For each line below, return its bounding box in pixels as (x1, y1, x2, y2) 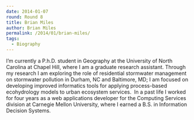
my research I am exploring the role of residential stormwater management (6, 70, 187, 77)
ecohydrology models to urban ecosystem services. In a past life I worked (6, 88, 186, 95)
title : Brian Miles (6, 19, 54, 25)
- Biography (11, 42, 41, 47)
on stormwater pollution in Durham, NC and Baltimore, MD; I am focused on (6, 76, 189, 83)
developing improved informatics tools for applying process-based (6, 82, 168, 89)
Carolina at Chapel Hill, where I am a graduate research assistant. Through (6, 63, 186, 70)
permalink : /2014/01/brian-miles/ (6, 30, 91, 36)
